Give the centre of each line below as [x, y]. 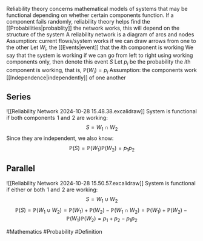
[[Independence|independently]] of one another [66, 78]
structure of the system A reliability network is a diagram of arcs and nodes [100, 35]
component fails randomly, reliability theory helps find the [78, 21]
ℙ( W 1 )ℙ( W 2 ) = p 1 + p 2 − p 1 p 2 [102, 219]
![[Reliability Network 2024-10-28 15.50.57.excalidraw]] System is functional [101, 183]
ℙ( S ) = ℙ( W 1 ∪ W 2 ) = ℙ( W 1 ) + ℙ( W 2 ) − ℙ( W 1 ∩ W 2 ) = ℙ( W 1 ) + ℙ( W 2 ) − [101, 211]
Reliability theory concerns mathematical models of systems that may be [97, 9]
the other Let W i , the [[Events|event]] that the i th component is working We [100, 48]
